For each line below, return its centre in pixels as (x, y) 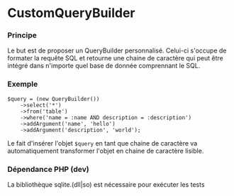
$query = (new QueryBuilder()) (54, 99)
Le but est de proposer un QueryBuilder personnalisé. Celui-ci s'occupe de (117, 50)
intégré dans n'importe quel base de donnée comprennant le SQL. (104, 66)
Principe (22, 36)
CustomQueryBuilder (72, 13)
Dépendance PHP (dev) (49, 169)
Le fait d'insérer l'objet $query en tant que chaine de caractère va (102, 143)
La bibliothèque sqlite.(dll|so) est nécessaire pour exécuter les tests (106, 185)
